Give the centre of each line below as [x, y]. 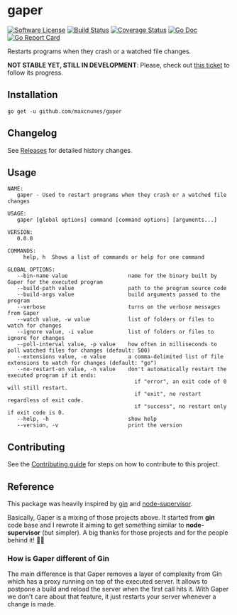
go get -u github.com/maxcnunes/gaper [65, 111]
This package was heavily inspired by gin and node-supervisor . [100, 504]
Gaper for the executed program [55, 282]
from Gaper [23, 314]
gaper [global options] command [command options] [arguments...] [117, 220]
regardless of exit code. [45, 400]
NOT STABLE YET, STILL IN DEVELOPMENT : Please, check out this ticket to [119, 65]
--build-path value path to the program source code [122, 289]
